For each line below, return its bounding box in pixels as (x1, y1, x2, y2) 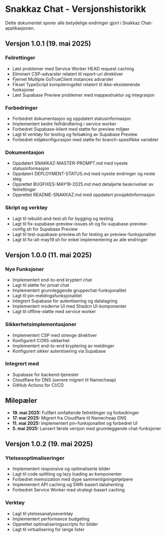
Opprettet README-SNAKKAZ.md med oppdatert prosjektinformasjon (12, 192, 155, 198)
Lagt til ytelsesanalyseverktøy (12, 510, 73, 516)
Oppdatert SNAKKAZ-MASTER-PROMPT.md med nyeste (12, 160, 128, 166)
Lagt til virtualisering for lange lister (12, 526, 85, 532)
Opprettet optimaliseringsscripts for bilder (12, 521, 98, 527)
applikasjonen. (5, 25, 35, 31)
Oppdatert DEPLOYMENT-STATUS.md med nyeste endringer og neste (12, 171, 156, 177)
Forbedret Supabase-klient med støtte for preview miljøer (12, 126, 130, 132)
